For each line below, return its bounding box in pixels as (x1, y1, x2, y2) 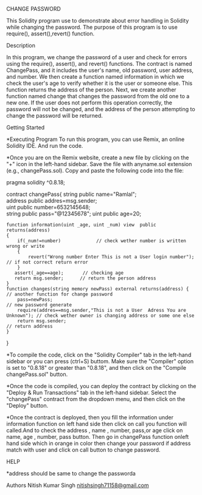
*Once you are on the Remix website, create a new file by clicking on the (6, 154, 189, 161)
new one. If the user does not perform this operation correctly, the (6, 99, 172, 106)
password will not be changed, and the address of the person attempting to (6, 106, 196, 112)
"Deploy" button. (6, 402, 49, 409)
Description (6, 42, 35, 49)
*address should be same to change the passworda (6, 470, 136, 477)
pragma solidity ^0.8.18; (6, 179, 66, 186)
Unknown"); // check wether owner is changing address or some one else (6, 313, 195, 319)
